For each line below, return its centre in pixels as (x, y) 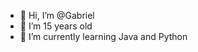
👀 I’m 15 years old (56, 26)
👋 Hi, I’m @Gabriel (57, 15)
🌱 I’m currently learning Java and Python (103, 36)
